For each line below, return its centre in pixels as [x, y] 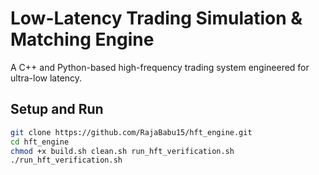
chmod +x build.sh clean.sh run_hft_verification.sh [122, 151]
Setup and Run [57, 109]
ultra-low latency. [46, 78]
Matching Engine [82, 39]
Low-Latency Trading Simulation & [156, 18]
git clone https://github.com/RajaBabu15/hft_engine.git [131, 132]
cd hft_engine [40, 142]
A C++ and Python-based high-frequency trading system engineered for [160, 67]
